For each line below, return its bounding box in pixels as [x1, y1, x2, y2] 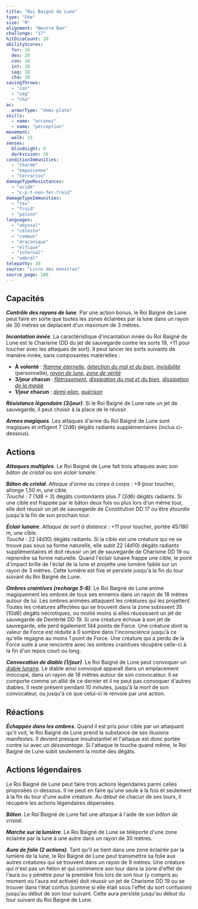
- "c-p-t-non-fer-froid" [11, 189, 72, 195]
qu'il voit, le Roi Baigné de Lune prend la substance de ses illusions [6, 729, 169, 736]
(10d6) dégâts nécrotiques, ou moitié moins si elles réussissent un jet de [6, 610, 181, 617]
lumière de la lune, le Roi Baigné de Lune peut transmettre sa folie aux [6, 852, 176, 859]
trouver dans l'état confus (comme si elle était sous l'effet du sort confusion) [6, 884, 192, 891]
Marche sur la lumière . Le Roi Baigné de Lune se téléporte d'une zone [6, 828, 177, 835]
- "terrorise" [11, 173, 46, 179]
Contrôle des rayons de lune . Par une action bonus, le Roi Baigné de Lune [6, 309, 187, 316]
